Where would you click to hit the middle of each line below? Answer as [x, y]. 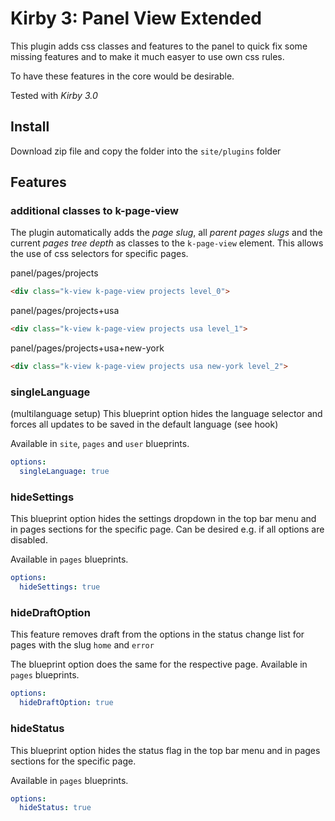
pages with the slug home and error [82, 645]
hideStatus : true [55, 808]
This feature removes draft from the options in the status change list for [157, 634]
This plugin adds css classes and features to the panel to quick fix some [159, 46]
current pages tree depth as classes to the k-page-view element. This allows [167, 243]
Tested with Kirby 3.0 [54, 95]
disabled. [29, 540]
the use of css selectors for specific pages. [99, 254]
